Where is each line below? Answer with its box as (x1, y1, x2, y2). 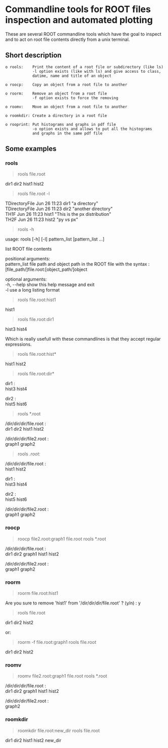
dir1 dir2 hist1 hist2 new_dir (5, 737, 62, 743)
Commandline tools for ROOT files (5, 4, 151, 15)
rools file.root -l (17, 191, 50, 197)
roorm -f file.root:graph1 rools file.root (17, 639, 97, 645)
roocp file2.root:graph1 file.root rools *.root (17, 536, 106, 542)
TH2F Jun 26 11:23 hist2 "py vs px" (5, 216, 78, 223)
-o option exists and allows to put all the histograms (32, 126, 152, 131)
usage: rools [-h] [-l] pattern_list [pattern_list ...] (5, 236, 105, 242)
